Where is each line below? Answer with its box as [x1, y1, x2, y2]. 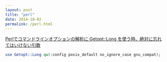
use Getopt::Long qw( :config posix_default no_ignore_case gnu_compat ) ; [5, 52, 161, 57]
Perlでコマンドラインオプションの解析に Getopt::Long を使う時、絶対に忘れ [5, 36, 162, 42]
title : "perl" [5, 12, 35, 17]
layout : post [5, 7, 33, 13]
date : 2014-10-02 [5, 17, 42, 22]
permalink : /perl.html [5, 21, 53, 27]
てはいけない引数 [5, 42, 41, 48]
